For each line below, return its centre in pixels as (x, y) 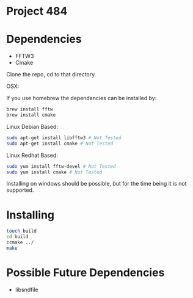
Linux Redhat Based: (32, 155)
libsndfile (27, 289)
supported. (20, 190)
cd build (17, 237)
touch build (21, 231)
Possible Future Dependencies (86, 272)
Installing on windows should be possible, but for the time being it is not (97, 184)
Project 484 (37, 11)
